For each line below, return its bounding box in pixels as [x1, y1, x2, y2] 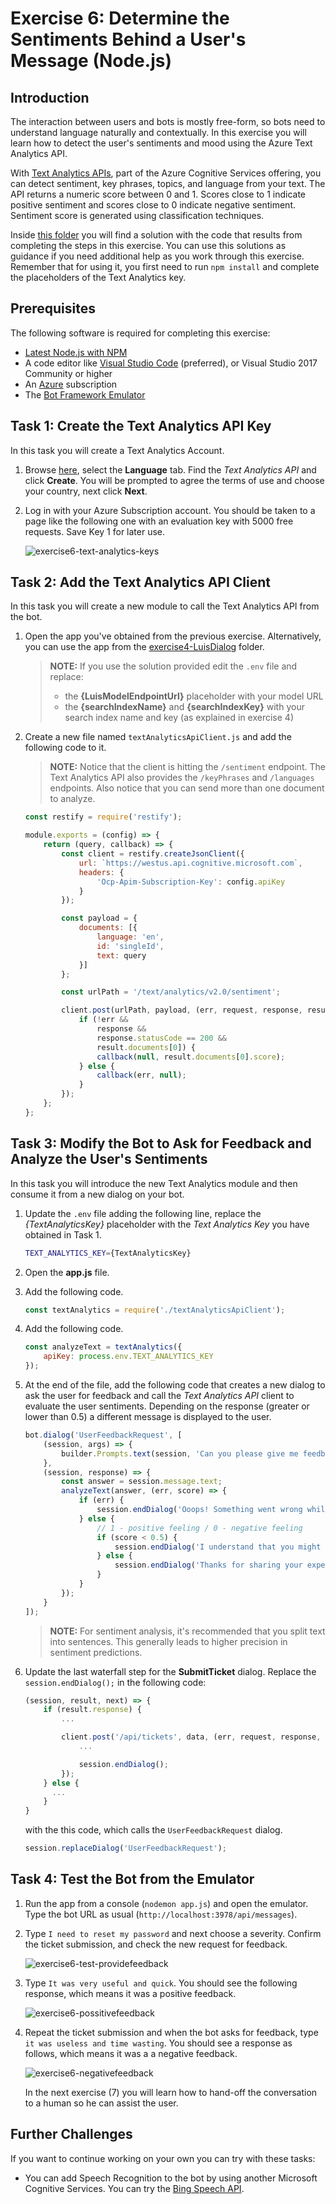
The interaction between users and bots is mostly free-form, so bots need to [10, 116, 326, 127]
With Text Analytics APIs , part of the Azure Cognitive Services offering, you [10, 167, 322, 179]
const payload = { [61, 913, 138, 924]
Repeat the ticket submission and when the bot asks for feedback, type [24, 2026, 319, 2038]
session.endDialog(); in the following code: [24, 1676, 207, 1688]
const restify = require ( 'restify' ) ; [24, 812, 183, 822]
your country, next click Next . [24, 485, 148, 497]
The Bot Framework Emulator [24, 388, 146, 401]
